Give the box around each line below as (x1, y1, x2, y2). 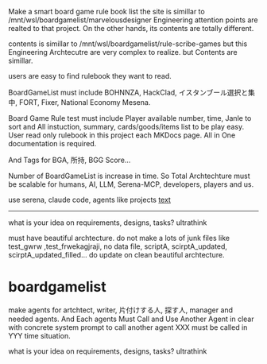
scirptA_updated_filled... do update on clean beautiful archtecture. (8, 250, 225, 259)
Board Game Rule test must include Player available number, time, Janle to (8, 114, 252, 122)
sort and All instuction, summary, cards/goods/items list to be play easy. (8, 122, 245, 131)
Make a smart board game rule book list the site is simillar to (8, 7, 205, 16)
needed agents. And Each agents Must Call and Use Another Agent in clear (8, 314, 254, 323)
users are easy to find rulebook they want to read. (8, 72, 172, 80)
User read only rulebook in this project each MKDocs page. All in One (8, 130, 236, 140)
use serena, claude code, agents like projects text (8, 195, 171, 204)
